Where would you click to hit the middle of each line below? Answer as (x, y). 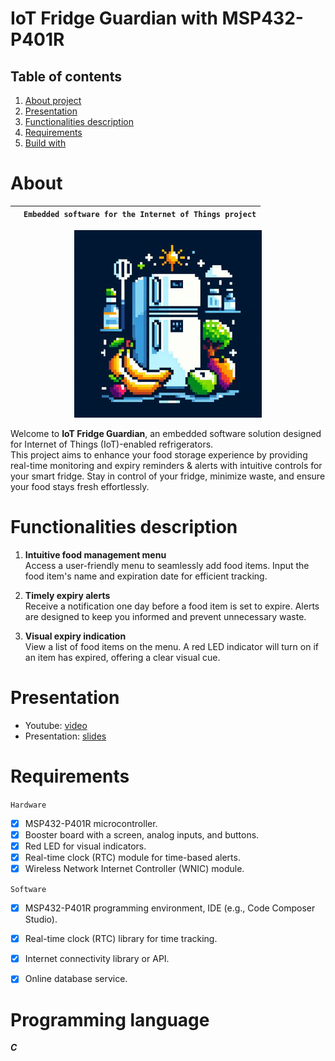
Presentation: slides (65, 736)
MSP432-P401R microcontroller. (91, 823)
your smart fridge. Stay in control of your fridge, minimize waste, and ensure (168, 476)
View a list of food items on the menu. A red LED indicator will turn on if (171, 646)
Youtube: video (56, 725)
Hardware (28, 805)
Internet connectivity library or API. (97, 959)
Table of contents (66, 76)
